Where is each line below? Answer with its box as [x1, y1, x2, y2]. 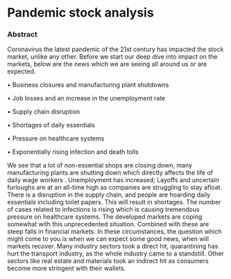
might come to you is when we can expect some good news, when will [7, 235, 209, 243]
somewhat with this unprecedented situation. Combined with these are [7, 220, 209, 228]
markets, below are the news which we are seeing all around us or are [7, 60, 207, 69]
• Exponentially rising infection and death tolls [7, 147, 139, 156]
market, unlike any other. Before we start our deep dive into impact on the [7, 53, 218, 61]
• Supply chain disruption [7, 107, 80, 116]
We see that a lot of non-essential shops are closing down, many [7, 161, 193, 170]
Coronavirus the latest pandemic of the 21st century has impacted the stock [7, 45, 224, 53]
